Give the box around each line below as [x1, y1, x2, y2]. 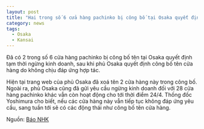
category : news [6, 20, 45, 26]
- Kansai [12, 37, 34, 43]
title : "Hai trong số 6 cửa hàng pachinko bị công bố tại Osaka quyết [6, 15, 189, 21]
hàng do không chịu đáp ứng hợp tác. [6, 67, 100, 73]
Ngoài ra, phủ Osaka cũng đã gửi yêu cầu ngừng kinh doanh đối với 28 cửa [6, 85, 194, 91]
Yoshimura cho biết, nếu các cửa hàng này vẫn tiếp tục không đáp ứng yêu [6, 98, 194, 105]
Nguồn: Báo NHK [6, 116, 49, 123]
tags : [6, 25, 20, 32]
